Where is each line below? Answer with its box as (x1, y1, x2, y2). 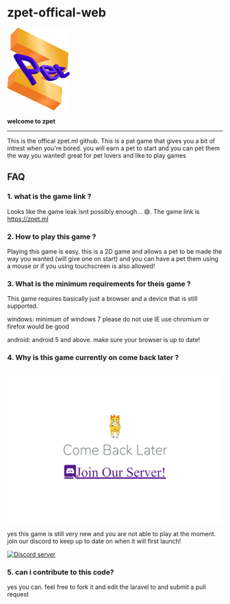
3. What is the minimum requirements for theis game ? (7, 279, 192, 289)
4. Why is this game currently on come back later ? (7, 353, 179, 363)
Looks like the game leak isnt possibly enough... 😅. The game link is (7, 207, 200, 215)
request (7, 590, 29, 599)
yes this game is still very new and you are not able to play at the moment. (7, 529, 216, 537)
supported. (7, 302, 38, 310)
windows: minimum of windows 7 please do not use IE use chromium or (7, 315, 209, 324)
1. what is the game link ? (7, 192, 92, 202)
